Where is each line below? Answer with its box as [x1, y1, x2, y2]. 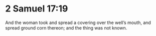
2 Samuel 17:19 [5, 3, 68, 14]
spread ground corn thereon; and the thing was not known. [5, 24, 127, 30]
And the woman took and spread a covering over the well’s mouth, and [5, 19, 151, 25]
